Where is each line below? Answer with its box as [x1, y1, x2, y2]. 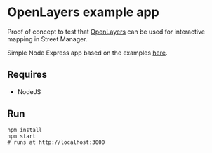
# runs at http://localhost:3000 [7, 138, 105, 146]
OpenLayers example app [7, 4, 159, 20]
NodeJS [17, 87, 41, 95]
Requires [7, 69, 48, 81]
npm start [7, 133, 37, 140]
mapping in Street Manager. [7, 34, 88, 43]
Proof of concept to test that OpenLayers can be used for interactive [7, 27, 206, 36]
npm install [7, 126, 42, 133]
